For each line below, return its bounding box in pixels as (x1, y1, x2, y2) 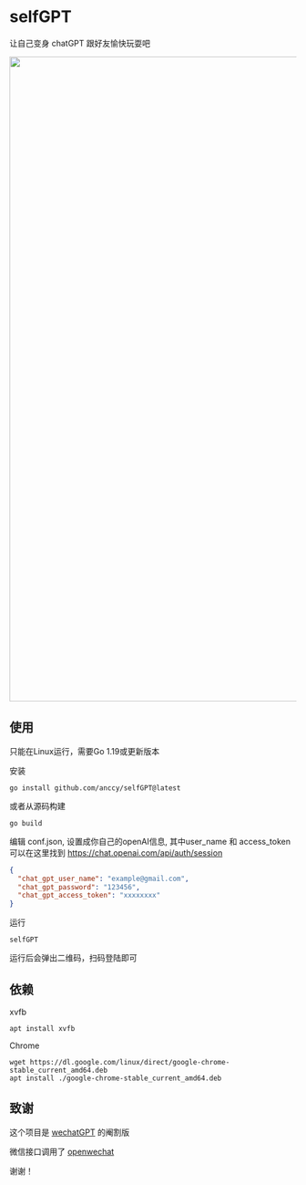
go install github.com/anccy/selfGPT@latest (9, 783, 181, 793)
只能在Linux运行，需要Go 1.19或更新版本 (9, 745, 160, 756)
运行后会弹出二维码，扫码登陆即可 (9, 952, 138, 963)
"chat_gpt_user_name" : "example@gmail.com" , (17, 874, 189, 883)
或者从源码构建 (9, 800, 66, 811)
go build (9, 818, 43, 827)
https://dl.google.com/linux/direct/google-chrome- (29, 1057, 230, 1066)
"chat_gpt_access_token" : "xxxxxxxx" (17, 891, 161, 900)
